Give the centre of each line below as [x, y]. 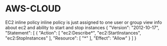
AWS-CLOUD [33, 9]
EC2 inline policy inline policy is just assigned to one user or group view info [83, 22]
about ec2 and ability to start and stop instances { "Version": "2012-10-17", [82, 27]
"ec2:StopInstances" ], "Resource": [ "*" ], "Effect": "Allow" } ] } [71, 38]
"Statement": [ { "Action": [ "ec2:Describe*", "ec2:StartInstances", [73, 33]
